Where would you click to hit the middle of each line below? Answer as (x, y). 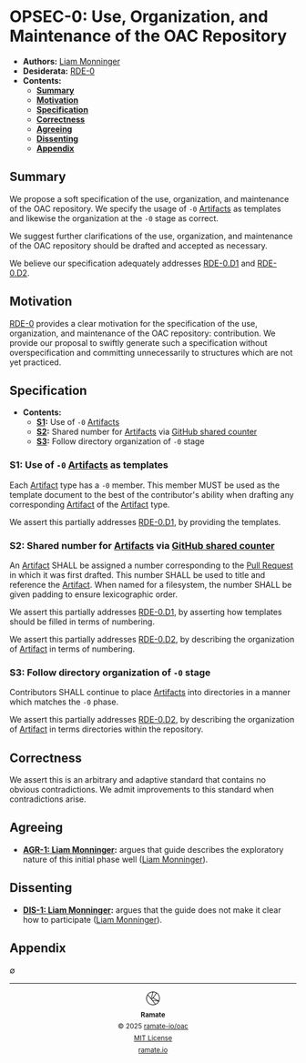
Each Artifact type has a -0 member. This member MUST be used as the (145, 485)
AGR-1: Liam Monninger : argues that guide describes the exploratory (153, 849)
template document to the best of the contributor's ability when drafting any (152, 494)
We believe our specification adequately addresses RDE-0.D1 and (133, 263)
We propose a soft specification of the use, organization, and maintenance (149, 198)
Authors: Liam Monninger (71, 61)
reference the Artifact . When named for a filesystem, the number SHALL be (151, 584)
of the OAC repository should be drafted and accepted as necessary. (139, 245)
